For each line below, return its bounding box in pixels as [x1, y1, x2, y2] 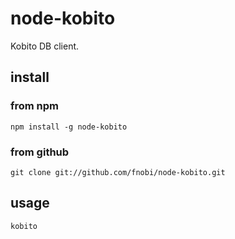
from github [10, 145, 70, 159]
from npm [10, 99, 60, 113]
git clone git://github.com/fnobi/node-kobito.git [10, 167, 226, 177]
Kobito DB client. [10, 40, 80, 52]
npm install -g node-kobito [10, 122, 128, 132]
